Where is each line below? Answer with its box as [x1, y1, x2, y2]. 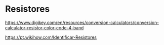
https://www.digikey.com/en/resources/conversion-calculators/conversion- [5, 20, 159, 25]
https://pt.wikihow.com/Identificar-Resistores [5, 34, 97, 40]
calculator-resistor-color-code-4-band [5, 24, 84, 30]
